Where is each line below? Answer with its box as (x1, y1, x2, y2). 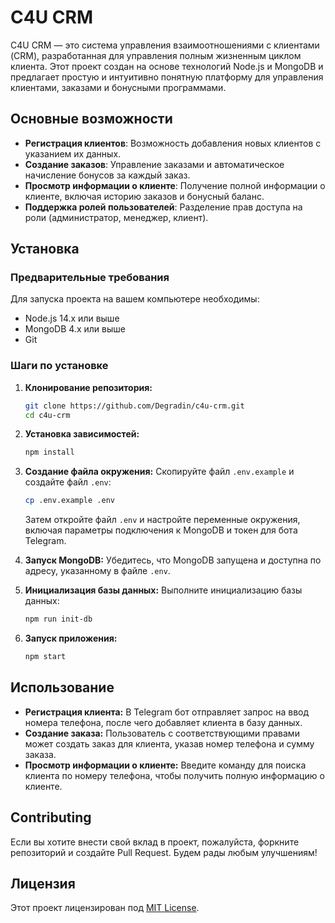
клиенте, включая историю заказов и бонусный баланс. (24, 190, 265, 202)
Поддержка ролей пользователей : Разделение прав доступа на (24, 201, 303, 213)
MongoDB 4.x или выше (24, 323, 126, 335)
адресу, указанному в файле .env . (24, 565, 171, 577)
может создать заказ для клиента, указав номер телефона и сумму (24, 737, 315, 750)
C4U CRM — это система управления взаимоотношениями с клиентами (10, 39, 320, 51)
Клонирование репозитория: (24, 381, 153, 393)
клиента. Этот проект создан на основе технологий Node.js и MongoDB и (10, 60, 324, 72)
